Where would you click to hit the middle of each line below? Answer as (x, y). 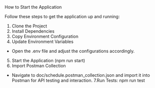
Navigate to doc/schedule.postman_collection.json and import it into (81, 75)
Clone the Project (29, 26)
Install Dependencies (33, 31)
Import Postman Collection (39, 66)
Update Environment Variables (43, 42)
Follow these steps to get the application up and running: (62, 16)
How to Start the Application (33, 7)
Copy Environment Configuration (45, 36)
